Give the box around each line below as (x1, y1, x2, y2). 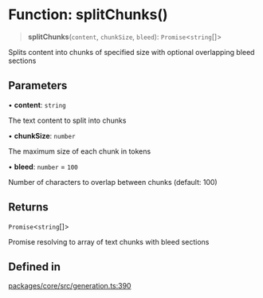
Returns (8, 201, 49, 214)
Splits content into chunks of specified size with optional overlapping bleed (8, 47, 255, 57)
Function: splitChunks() (8, 6, 169, 24)
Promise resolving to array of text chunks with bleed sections (8, 237, 210, 246)
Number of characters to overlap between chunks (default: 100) (8, 177, 218, 186)
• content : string (8, 100, 66, 109)
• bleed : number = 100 (8, 162, 78, 171)
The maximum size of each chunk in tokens (8, 146, 151, 156)
